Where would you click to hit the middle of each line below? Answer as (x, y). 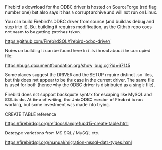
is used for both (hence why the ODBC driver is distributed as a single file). (80, 85)
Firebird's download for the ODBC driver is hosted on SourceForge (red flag (81, 7)
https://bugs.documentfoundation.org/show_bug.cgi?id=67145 (68, 65)
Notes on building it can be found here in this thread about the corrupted (78, 51)
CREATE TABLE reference (31, 114)
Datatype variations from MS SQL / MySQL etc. (52, 133)
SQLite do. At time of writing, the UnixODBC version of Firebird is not (74, 100)
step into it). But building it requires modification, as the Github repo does (79, 27)
